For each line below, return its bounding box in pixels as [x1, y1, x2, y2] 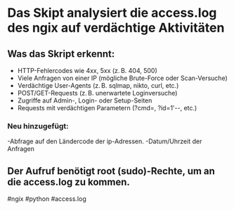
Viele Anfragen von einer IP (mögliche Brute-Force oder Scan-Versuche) [17, 74, 228, 82]
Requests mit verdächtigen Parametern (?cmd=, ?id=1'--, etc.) [17, 104, 197, 112]
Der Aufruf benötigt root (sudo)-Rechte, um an [7, 165, 216, 177]
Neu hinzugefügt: [7, 121, 69, 131]
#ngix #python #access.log [7, 195, 86, 203]
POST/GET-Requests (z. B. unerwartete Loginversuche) [17, 89, 178, 97]
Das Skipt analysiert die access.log [7, 5, 217, 21]
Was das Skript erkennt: [7, 48, 115, 60]
